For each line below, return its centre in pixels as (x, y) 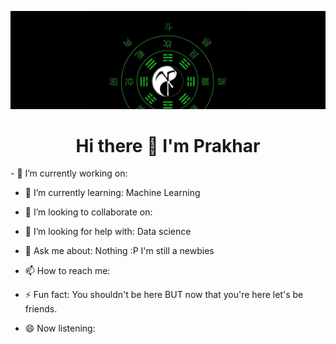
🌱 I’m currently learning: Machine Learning (112, 193)
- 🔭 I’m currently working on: (69, 173)
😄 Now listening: (60, 328)
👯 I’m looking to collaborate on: (88, 212)
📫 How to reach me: (67, 271)
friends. (41, 309)
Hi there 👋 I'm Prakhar (168, 145)
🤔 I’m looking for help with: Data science (108, 232)
